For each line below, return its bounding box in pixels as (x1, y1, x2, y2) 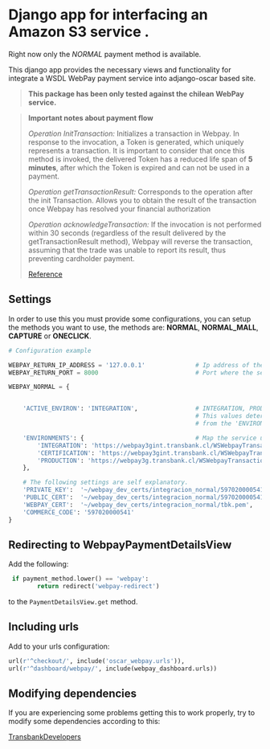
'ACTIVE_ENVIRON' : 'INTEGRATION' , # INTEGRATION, (22, 404, 247, 413)
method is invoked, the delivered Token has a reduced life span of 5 (27, 154, 253, 164)
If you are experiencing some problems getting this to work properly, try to (8, 708, 256, 718)
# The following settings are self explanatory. (22, 478, 189, 487)
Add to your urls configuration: (8, 641, 110, 651)
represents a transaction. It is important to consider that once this (27, 145, 245, 155)
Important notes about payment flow (27, 113, 154, 122)
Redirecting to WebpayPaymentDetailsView (8, 538, 231, 551)
